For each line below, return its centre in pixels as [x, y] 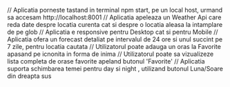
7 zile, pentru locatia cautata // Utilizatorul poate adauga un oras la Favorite [114, 47]
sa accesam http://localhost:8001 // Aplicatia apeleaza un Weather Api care [114, 17]
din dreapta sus [29, 76]
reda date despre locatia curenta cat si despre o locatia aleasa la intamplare [115, 25]
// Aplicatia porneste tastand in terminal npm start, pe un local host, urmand [115, 10]
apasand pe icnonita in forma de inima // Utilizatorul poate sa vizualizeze [111, 54]
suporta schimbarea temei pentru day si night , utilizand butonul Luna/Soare [115, 69]
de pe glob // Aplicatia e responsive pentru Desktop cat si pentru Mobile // [113, 32]
